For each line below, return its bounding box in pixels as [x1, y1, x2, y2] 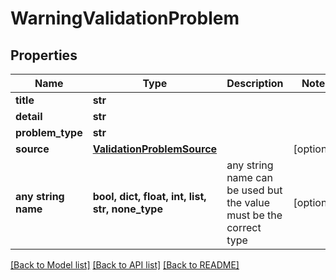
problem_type [15, 126, 83, 139]
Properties [10, 47, 78, 64]
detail [15, 110, 43, 123]
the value [226, 196, 271, 209]
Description [226, 77, 284, 90]
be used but [226, 183, 283, 197]
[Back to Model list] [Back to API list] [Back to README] [10, 259, 240, 271]
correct [226, 221, 262, 234]
